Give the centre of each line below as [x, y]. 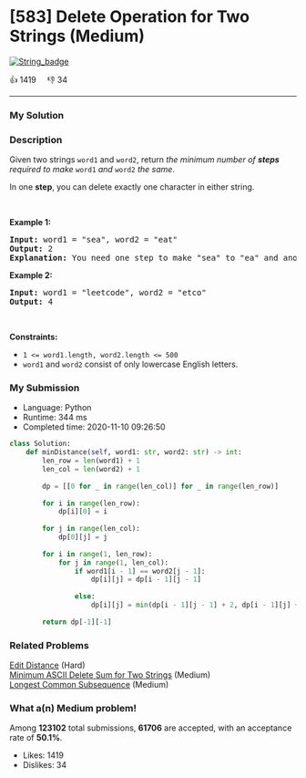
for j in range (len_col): [92, 529]
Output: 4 [31, 302]
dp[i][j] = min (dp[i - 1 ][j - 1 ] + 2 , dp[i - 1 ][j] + [195, 605]
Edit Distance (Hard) [47, 665]
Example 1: [31, 223]
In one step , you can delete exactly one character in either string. [132, 187]
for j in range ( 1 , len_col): [113, 563]
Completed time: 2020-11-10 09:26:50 [94, 427]
